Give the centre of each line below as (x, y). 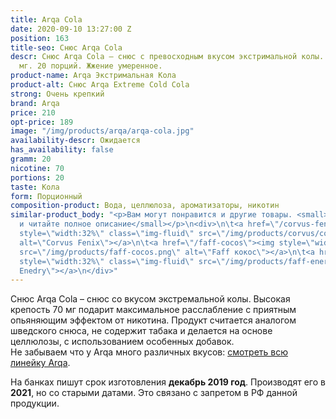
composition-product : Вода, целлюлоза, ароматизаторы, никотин (145, 206)
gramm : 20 (31, 159)
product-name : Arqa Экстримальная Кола (93, 76)
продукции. (35, 403)
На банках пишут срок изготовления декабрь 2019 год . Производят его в (168, 382)
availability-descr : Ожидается (75, 141)
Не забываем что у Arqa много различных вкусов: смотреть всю (149, 352)
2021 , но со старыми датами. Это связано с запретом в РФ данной (154, 393)
